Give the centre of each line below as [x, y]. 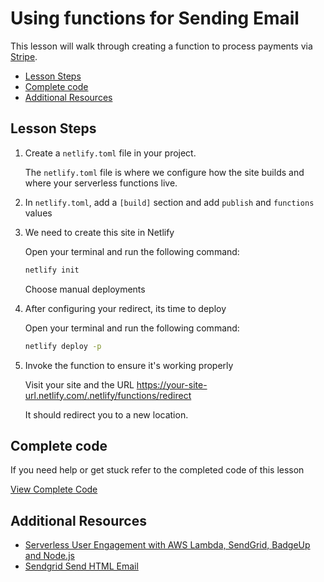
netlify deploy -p [63, 346]
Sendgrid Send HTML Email [81, 566]
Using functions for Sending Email [155, 18]
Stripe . [24, 56]
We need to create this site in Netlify [99, 232]
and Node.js [49, 556]
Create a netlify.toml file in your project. [110, 153]
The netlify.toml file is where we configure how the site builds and [164, 172]
